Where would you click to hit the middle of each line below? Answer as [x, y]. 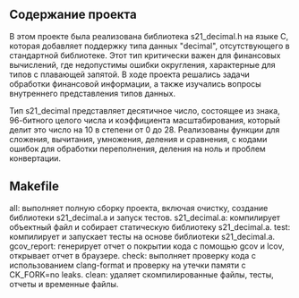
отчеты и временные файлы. [64, 284]
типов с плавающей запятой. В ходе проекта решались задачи [130, 74]
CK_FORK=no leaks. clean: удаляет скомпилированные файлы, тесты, [142, 274]
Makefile [34, 187]
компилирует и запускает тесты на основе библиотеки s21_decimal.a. [142, 236]
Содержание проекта [73, 15]
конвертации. [35, 158]
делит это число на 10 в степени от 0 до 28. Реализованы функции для [145, 130]
